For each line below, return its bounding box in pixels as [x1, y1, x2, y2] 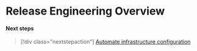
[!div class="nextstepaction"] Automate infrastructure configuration [20, 38, 191, 46]
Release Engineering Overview [5, 4, 165, 18]
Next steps [5, 24, 34, 32]
